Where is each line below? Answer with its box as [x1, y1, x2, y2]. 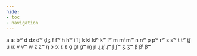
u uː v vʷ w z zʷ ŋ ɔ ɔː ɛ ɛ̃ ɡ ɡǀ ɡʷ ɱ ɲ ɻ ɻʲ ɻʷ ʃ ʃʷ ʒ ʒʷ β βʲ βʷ [6, 43, 151, 51]
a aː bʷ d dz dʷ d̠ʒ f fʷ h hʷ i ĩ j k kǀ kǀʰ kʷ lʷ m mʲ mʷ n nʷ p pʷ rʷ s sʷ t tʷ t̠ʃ [6, 36, 192, 43]
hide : [6, 8, 20, 15]
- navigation [6, 20, 39, 26]
